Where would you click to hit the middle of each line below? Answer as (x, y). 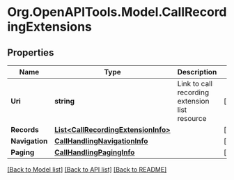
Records (25, 130)
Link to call (195, 84)
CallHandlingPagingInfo (95, 152)
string (65, 101)
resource (192, 118)
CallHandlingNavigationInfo (101, 141)
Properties (31, 52)
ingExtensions (50, 27)
